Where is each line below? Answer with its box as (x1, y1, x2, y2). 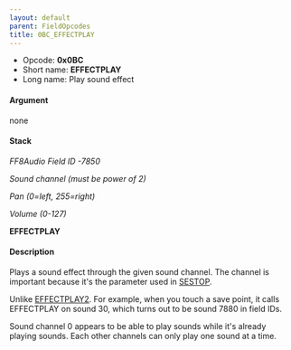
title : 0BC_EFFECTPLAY (9, 30, 95, 39)
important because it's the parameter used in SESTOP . (9, 276, 212, 287)
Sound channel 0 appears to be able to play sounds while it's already (9, 320, 267, 331)
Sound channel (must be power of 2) (9, 173, 146, 184)
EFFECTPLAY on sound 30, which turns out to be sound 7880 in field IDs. (9, 303, 283, 314)
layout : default (9, 13, 70, 23)
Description (9, 246, 55, 258)
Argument (9, 94, 49, 105)
